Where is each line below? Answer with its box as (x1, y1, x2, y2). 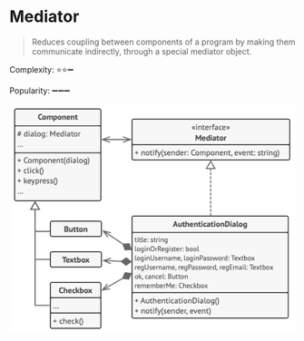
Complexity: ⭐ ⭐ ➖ (9, 63, 74, 74)
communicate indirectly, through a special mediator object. (31, 45, 252, 56)
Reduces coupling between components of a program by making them (31, 36, 296, 47)
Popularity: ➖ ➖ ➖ (9, 84, 71, 96)
